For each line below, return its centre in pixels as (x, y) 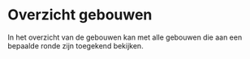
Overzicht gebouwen (80, 15)
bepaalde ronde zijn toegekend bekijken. (75, 45)
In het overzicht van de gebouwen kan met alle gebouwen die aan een (125, 37)
